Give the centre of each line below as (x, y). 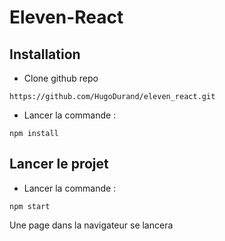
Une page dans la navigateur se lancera (91, 225)
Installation (45, 54)
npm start (30, 206)
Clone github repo (61, 78)
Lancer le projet (59, 164)
